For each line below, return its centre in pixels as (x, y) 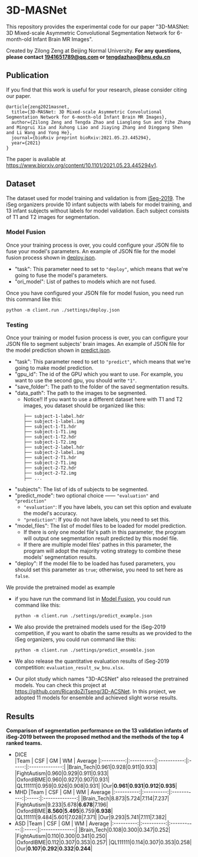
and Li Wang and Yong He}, (39, 133)
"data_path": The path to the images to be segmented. (81, 393)
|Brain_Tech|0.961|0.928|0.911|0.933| (112, 767)
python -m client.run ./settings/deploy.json (63, 310)
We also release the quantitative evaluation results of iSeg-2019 (92, 661)
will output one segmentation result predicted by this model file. (101, 538)
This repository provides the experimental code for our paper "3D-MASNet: (98, 27)
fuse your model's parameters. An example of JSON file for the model (91, 251)
